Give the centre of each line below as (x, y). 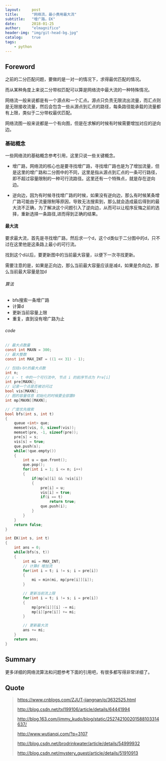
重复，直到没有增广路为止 (38, 319)
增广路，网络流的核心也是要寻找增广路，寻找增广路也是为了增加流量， (84, 166)
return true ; (63, 502)
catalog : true (23, 38)
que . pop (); (34, 465)
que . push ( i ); (54, 506)
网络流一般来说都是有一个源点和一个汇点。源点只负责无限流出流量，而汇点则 (83, 100)
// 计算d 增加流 (38, 566)
